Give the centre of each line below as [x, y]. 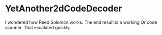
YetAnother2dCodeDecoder [64, 9]
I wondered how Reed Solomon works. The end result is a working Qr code [81, 22]
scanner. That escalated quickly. [38, 27]
